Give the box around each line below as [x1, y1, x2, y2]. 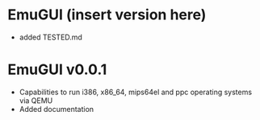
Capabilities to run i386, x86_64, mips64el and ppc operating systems [19, 87, 252, 97]
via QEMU [19, 95, 53, 106]
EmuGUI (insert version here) [7, 6, 207, 24]
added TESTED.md [19, 32, 82, 42]
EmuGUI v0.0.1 [7, 60, 107, 79]
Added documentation [19, 104, 94, 114]
